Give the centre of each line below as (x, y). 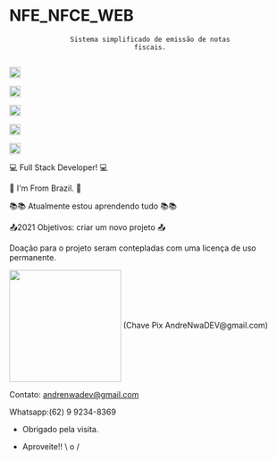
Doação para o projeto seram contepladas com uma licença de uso (133, 248)
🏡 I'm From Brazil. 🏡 (46, 188)
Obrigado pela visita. (60, 429)
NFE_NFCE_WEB (71, 16)
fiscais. (150, 47)
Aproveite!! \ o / (51, 446)
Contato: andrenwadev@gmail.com (74, 394)
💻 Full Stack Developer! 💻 (59, 167)
